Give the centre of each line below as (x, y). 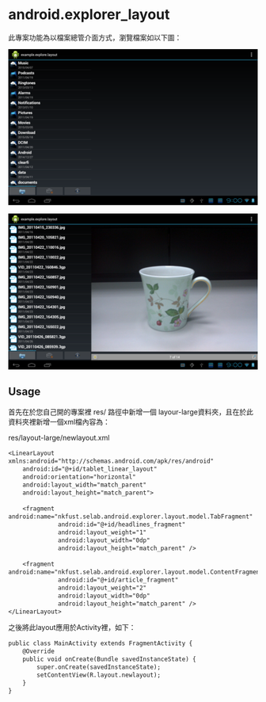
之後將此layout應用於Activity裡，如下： (72, 627)
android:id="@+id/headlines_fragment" (122, 525)
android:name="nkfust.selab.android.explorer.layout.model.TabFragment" (131, 517)
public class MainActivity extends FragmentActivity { (101, 643)
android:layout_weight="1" (103, 532)
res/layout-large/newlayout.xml (59, 437)
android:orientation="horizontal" (79, 477)
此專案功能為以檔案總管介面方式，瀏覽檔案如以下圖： (95, 37)
